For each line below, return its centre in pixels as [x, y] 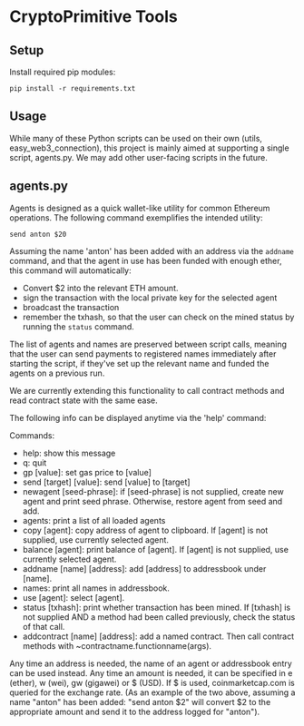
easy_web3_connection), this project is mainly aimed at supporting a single [149, 148]
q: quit [34, 462]
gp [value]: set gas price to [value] [87, 472]
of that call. [44, 626]
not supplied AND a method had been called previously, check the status [159, 617]
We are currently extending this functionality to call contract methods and [147, 390]
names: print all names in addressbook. [96, 588]
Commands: [32, 435]
